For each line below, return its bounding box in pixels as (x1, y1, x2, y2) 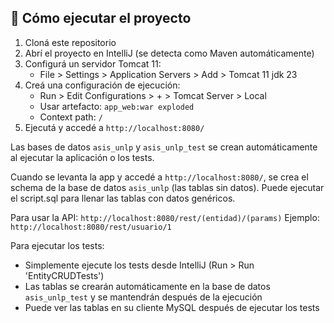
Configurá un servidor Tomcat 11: (24, 57, 162, 70)
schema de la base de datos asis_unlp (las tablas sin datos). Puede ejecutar (10, 181, 325, 193)
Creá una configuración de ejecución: (24, 79, 181, 91)
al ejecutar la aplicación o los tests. (10, 151, 155, 163)
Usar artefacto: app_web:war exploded (39, 100, 195, 112)
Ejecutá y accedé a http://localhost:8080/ (24, 121, 205, 133)
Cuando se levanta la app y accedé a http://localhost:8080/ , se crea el (10, 171, 309, 183)
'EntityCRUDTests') (24, 269, 105, 281)
